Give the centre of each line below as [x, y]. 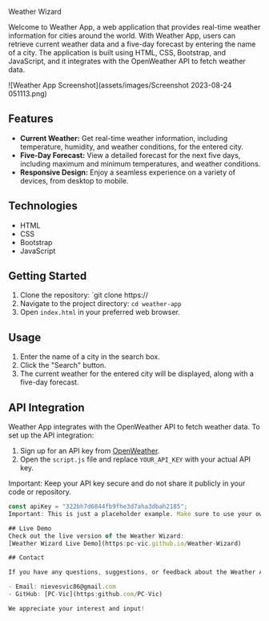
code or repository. [40, 492]
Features [31, 119]
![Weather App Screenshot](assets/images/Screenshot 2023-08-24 [120, 85]
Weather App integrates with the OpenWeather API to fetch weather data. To [134, 427]
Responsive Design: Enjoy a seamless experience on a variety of [128, 172]
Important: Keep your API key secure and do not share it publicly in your [127, 483]
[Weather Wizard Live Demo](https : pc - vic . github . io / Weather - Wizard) [125, 543]
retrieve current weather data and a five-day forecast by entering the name [132, 44]
